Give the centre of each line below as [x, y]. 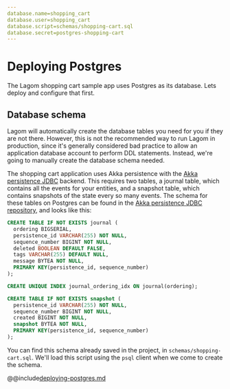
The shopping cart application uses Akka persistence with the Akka [102, 174]
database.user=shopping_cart [49, 20]
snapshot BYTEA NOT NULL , [50, 324]
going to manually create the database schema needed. [86, 160]
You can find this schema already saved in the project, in [87, 350]
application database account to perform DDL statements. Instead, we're [110, 153]
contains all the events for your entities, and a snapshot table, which [104, 188]
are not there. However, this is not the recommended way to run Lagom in [111, 138]
